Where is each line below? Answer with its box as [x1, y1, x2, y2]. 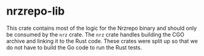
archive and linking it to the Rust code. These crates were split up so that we [6, 37, 198, 44]
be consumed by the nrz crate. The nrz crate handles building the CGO [6, 30, 185, 38]
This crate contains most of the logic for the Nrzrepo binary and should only [6, 24, 197, 32]
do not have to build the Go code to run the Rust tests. [6, 44, 142, 51]
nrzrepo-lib [6, 4, 65, 18]
